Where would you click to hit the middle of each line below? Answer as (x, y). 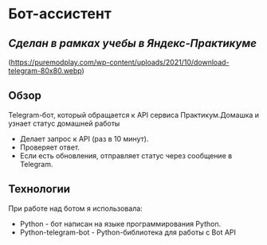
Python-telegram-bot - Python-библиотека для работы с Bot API (128, 232)
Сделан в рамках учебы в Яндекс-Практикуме (133, 43)
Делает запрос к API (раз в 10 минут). (84, 138)
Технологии (39, 189)
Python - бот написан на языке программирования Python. (120, 224)
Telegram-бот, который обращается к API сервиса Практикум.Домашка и (134, 115)
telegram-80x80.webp (45, 71)
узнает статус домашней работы (64, 123)
